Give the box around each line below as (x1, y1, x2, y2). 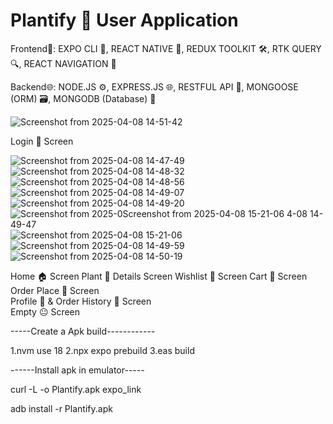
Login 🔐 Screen (10, 135, 74, 147)
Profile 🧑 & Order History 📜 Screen (10, 295, 152, 307)
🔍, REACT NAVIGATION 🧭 (10, 57, 117, 69)
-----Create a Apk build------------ (10, 325, 156, 337)
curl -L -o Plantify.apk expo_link (10, 383, 142, 395)
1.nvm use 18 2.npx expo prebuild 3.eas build (10, 344, 195, 356)
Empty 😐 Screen (10, 305, 81, 318)
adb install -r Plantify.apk (10, 402, 113, 414)
